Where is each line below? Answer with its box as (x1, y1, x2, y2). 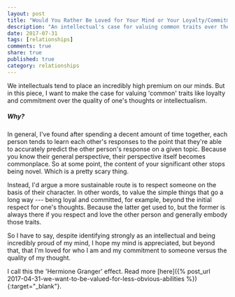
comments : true (7, 43, 52, 50)
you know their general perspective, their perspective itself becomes (7, 152, 206, 161)
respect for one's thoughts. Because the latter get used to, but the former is (7, 203, 226, 211)
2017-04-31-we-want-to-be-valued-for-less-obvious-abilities (7, 274, 185, 283)
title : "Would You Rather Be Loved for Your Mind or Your (7, 17, 180, 24)
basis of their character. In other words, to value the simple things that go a (7, 188, 224, 196)
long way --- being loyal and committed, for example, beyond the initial (7, 195, 212, 203)
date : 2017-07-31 (7, 29, 58, 37)
